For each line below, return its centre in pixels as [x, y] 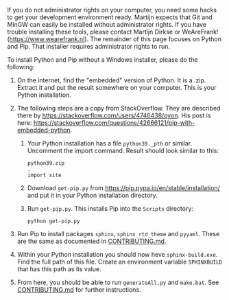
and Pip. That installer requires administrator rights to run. [88, 46]
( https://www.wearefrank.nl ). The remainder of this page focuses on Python [114, 39]
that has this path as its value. [59, 269]
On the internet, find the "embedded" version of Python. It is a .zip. [111, 80]
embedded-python [44, 130]
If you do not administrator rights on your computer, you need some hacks [112, 10]
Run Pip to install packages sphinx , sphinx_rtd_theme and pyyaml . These [118, 234]
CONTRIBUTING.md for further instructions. [79, 290]
